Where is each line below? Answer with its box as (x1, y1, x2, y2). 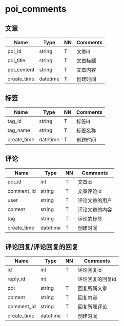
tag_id (7, 118, 22, 125)
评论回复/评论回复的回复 (5, 243, 79, 251)
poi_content (7, 66, 35, 73)
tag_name (7, 126, 30, 133)
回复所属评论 (78, 303, 107, 310)
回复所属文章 (78, 285, 107, 292)
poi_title (7, 57, 26, 64)
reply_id (7, 276, 26, 282)
